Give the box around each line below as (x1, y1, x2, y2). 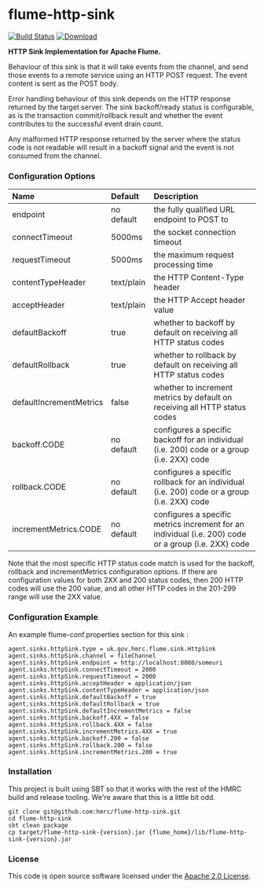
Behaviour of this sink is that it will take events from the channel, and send (8, 61, 249, 72)
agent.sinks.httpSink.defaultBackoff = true (8, 693, 156, 701)
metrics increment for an (153, 519, 245, 530)
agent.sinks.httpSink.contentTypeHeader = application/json (8, 686, 210, 694)
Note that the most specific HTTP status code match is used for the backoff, (8, 558, 255, 568)
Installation (8, 766, 53, 777)
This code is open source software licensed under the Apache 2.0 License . (8, 871, 251, 881)
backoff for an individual (153, 434, 244, 445)
